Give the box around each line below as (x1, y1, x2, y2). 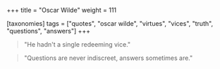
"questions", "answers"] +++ (6, 27, 91, 35)
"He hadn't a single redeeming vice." (23, 40, 131, 48)
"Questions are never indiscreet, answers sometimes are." (23, 54, 193, 62)
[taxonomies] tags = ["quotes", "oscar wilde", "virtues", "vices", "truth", (6, 20, 213, 27)
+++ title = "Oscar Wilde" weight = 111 (6, 6, 117, 14)
